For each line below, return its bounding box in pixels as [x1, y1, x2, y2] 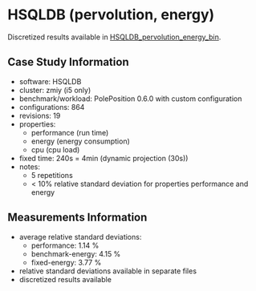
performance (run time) [30, 127, 109, 137]
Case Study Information [7, 55, 129, 69]
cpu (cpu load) [30, 144, 80, 154]
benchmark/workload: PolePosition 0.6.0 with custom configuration [18, 94, 242, 103]
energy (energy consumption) [30, 136, 130, 146]
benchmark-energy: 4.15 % [30, 249, 121, 258]
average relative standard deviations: [18, 232, 142, 241]
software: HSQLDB [18, 76, 82, 86]
